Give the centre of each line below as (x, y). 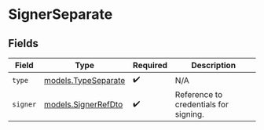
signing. (189, 114)
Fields (24, 43)
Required (150, 65)
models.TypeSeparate (85, 80)
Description (214, 65)
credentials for (202, 105)
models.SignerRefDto (84, 105)
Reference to (198, 94)
